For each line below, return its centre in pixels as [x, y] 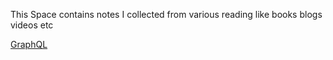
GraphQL [29, 44]
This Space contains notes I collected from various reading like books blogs [166, 14]
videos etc [32, 25]
